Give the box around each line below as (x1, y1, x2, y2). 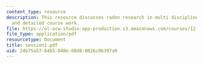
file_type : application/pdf (6, 31, 77, 37)
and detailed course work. (11, 20, 80, 26)
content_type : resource (6, 8, 66, 15)
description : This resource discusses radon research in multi (6, 14, 169, 20)
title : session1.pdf (6, 43, 59, 49)
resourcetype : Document (6, 37, 66, 43)
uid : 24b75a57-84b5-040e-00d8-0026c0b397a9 (6, 48, 118, 54)
